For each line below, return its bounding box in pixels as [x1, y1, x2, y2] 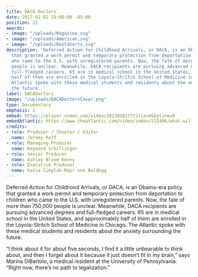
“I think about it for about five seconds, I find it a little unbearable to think [6, 245, 183, 252]
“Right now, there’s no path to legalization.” [6, 264, 110, 271]
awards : [6, 25, 25, 31]
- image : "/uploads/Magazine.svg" [6, 31, 91, 37]
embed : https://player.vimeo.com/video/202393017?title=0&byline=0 [6, 113, 176, 118]
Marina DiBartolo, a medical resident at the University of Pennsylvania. [6, 258, 177, 265]
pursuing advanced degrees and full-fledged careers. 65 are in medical [6, 209, 180, 216]
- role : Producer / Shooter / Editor [6, 129, 99, 136]
